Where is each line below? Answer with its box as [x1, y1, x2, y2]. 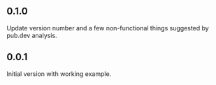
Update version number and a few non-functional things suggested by [6, 23, 209, 32]
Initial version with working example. [6, 69, 112, 78]
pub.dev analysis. [6, 31, 57, 39]
